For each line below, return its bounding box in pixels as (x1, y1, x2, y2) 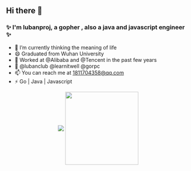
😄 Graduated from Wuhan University (14, 50, 104, 57)
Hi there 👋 (6, 6, 43, 16)
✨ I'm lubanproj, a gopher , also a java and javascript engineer (6, 23, 185, 32)
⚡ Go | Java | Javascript (14, 78, 72, 85)
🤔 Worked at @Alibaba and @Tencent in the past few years (14, 56, 157, 63)
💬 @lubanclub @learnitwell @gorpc (14, 62, 100, 69)
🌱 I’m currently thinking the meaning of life (14, 44, 117, 51)
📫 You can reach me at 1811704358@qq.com (14, 69, 124, 76)
